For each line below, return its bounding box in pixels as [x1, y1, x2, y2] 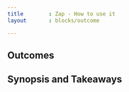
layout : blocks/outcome [7, 17, 100, 24]
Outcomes [7, 49, 55, 61]
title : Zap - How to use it [7, 10, 116, 18]
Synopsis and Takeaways [7, 74, 123, 86]
